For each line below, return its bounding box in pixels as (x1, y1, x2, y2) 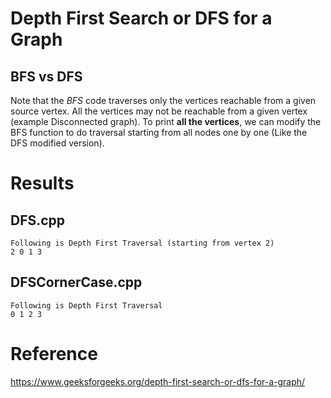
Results (10, 172, 75, 195)
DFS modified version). (10, 137, 105, 149)
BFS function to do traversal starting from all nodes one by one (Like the (10, 127, 308, 138)
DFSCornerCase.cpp (10, 274, 143, 291)
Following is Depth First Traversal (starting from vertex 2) (10, 238, 275, 248)
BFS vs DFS (10, 68, 83, 85)
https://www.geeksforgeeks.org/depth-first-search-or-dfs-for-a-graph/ (10, 375, 306, 387)
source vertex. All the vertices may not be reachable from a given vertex (10, 105, 308, 117)
